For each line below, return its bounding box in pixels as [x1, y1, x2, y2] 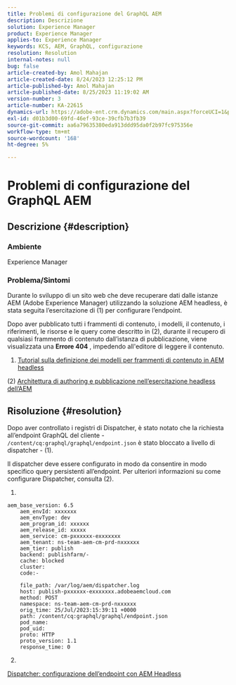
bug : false [7, 63, 39, 70]
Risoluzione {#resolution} [7, 405, 122, 417]
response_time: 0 [20, 643, 71, 651]
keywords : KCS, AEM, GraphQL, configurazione [7, 43, 143, 50]
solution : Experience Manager [7, 23, 96, 30]
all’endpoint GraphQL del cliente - [7, 431, 105, 440]
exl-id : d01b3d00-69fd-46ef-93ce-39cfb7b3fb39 [7, 115, 146, 122]
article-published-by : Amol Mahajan [7, 82, 114, 89]
